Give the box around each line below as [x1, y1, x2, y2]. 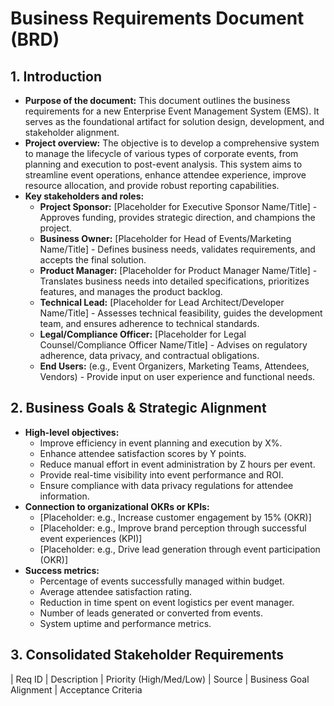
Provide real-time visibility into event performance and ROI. [39, 468, 284, 481]
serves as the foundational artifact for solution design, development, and [24, 116, 325, 127]
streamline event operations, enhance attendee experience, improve [24, 169, 307, 181]
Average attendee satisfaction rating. [39, 585, 193, 597]
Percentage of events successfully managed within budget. [39, 575, 285, 587]
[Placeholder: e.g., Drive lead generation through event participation [39, 543, 321, 555]
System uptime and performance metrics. [39, 617, 212, 629]
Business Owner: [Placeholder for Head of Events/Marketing [39, 233, 292, 244]
